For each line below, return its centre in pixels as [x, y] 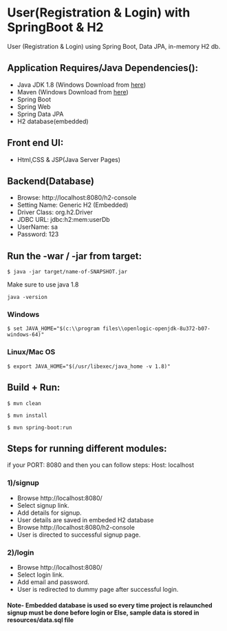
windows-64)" [26, 335]
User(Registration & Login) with [99, 13]
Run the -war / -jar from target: [75, 256]
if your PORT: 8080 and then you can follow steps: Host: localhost [101, 465]
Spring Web [34, 106]
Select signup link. [43, 505]
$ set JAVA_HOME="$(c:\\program [53, 329]
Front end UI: [35, 143]
